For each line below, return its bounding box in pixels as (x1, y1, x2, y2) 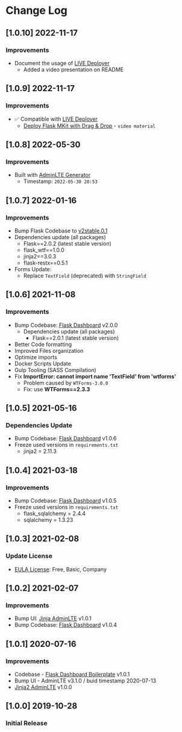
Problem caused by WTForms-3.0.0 (23, 379, 108, 387)
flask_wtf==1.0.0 (23, 246, 64, 254)
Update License (5, 552, 52, 560)
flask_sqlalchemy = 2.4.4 (23, 510, 86, 517)
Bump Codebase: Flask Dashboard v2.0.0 (14, 321, 118, 329)
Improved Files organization (14, 347, 84, 354)
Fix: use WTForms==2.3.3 (23, 385, 90, 393)
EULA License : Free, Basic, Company (14, 565, 107, 573)
